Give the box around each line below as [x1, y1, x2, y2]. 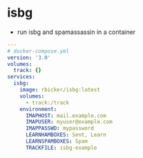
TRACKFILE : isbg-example [25, 144, 97, 151]
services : [7, 73, 36, 80]
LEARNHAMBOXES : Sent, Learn [25, 132, 107, 139]
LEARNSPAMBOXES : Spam [25, 138, 88, 145]
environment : [19, 105, 57, 112]
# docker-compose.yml [7, 47, 70, 55]
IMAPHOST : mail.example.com [25, 112, 107, 119]
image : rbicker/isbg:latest [19, 87, 100, 94]
